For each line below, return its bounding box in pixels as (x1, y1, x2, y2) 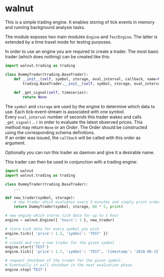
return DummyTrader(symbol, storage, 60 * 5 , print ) (14, 204, 123, 209)
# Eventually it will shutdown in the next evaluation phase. (5, 263, 134, 268)
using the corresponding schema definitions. (5, 130, 95, 136)
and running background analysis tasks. (5, 24, 85, 30)
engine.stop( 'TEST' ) (5, 267, 47, 272)
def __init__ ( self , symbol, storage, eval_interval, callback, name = (14, 76, 159, 81)
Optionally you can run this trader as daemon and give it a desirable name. (5, 150, 155, 156)
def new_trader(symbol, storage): (5, 195, 76, 200)
